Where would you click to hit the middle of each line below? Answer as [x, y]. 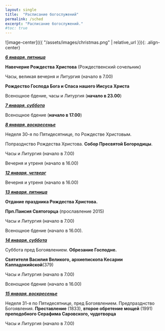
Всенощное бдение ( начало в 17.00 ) [43, 115]
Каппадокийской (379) [29, 265]
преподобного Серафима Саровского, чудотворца [61, 314]
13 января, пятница [26, 192]
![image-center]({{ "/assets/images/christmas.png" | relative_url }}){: [75, 42]
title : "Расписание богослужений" [42, 14]
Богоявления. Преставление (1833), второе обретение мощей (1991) [79, 309]
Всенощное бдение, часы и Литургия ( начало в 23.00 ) [63, 96]
